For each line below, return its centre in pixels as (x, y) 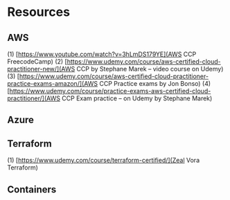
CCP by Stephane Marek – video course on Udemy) (150, 69)
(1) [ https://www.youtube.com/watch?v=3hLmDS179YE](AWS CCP (102, 54)
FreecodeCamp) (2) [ (37, 62)
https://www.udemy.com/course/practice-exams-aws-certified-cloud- (110, 91)
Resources (39, 12)
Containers (32, 189)
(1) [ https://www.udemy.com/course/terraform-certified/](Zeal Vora (103, 161)
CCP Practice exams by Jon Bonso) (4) (155, 83)
